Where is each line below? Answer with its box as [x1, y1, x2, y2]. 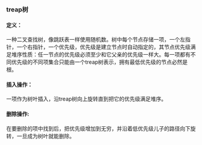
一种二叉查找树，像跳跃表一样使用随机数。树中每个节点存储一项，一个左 [6, 36, 185, 43]
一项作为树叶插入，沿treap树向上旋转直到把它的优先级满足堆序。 [6, 95, 167, 103]
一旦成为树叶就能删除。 [16, 132, 75, 140]
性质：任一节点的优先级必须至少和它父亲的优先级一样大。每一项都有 [22, 51, 191, 58]
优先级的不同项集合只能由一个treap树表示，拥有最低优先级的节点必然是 [11, 58, 188, 66]
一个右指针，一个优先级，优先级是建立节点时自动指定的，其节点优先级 [16, 43, 191, 51]
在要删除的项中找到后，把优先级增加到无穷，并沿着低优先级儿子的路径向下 [6, 125, 191, 132]
